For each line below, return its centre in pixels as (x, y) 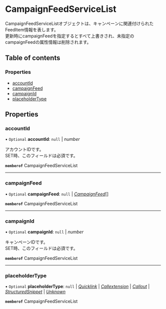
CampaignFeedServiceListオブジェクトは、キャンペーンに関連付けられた (80, 23)
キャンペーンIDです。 (26, 242)
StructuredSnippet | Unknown (35, 292)
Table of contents (33, 58)
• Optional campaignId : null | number (44, 232)
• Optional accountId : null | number (42, 139)
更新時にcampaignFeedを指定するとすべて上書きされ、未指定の (70, 36)
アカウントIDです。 (24, 149)
